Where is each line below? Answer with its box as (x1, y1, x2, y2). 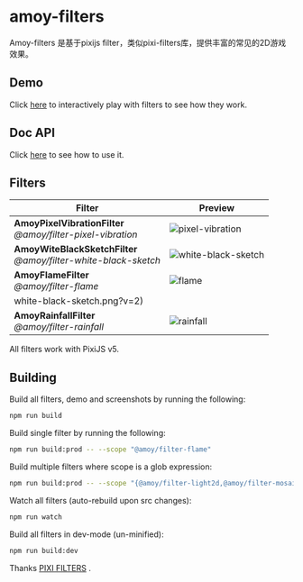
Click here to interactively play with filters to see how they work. (9, 99, 248, 110)
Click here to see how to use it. (9, 149, 124, 159)
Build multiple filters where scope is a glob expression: (9, 461, 213, 472)
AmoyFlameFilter (14, 268, 89, 281)
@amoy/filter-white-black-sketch (14, 254, 161, 267)
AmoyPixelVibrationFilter (14, 217, 124, 230)
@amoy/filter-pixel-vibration (14, 228, 138, 241)
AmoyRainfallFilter (14, 309, 96, 322)
